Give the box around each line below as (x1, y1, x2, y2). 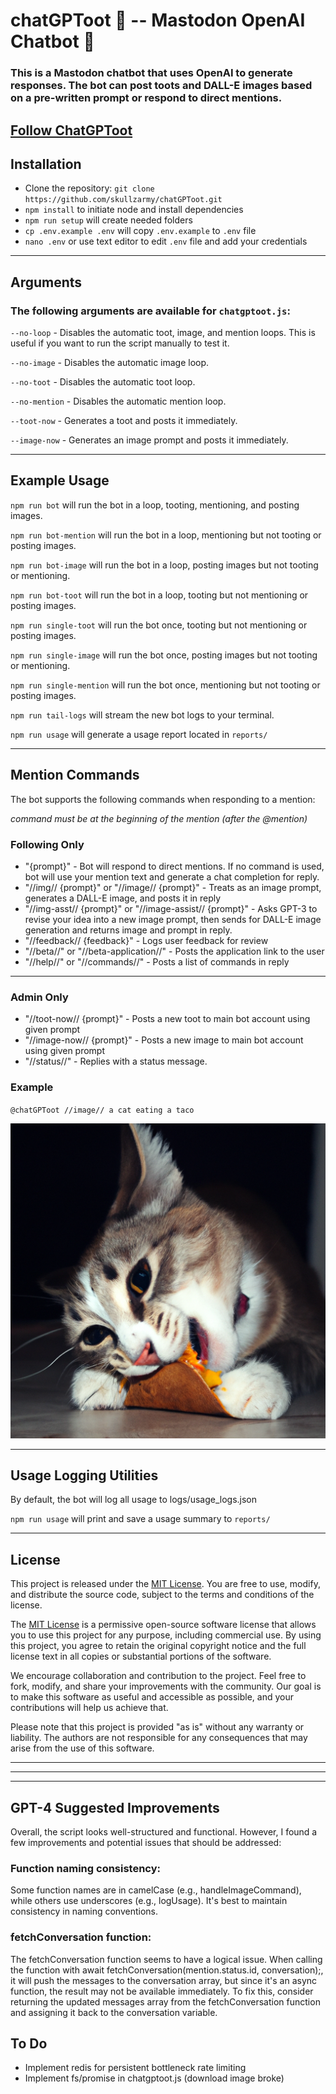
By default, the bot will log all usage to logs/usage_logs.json (10, 1494, 258, 1506)
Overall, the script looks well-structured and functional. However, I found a (10, 1825, 318, 1838)
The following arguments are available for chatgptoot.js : (10, 304, 291, 318)
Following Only (10, 837, 85, 851)
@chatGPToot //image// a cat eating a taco (10, 1105, 195, 1115)
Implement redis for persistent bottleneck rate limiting (24, 2062, 247, 2074)
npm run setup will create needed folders (24, 214, 193, 226)
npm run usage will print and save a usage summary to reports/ (10, 1513, 271, 1525)
